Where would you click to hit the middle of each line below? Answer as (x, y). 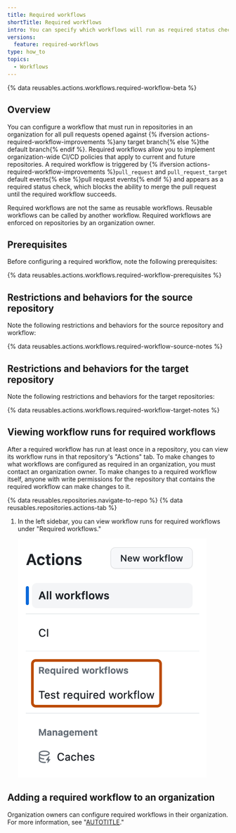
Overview (29, 110)
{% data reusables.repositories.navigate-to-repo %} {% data (95, 500)
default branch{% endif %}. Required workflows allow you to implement (111, 149)
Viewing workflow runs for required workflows (112, 432)
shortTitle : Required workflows (54, 22)
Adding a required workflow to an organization (111, 797)
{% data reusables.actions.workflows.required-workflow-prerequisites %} (114, 275)
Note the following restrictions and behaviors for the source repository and (115, 325)
